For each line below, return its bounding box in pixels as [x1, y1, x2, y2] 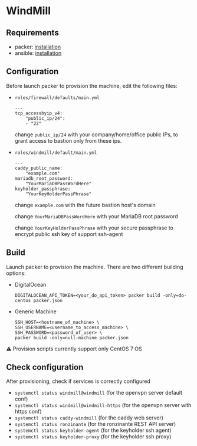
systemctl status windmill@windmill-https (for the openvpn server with [14, 402, 192, 409]
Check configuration [6, 362, 84, 372]
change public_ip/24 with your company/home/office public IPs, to [14, 131, 179, 138]
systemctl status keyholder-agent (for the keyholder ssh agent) [14, 427, 172, 434]
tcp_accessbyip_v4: [14, 110, 63, 116]
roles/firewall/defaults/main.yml [14, 94, 100, 101]
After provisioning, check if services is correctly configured [6, 378, 150, 385]
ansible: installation [14, 50, 62, 57]
